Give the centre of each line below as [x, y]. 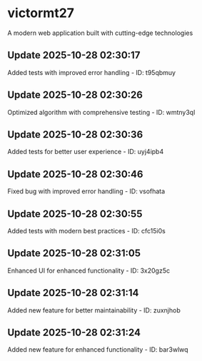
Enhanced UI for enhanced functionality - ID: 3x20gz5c [89, 270]
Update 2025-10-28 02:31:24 [74, 333]
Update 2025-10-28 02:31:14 [73, 293]
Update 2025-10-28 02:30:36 [75, 134]
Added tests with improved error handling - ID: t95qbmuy [92, 72]
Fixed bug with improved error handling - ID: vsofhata [86, 191]
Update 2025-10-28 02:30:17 [74, 55]
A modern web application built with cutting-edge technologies [100, 33]
